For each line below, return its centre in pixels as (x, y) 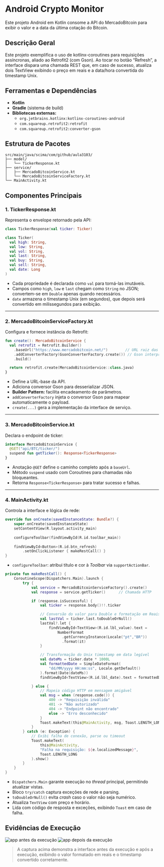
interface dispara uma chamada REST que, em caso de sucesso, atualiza (78, 65)
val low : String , (27, 247)
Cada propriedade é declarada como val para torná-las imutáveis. (79, 283)
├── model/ (16, 159)
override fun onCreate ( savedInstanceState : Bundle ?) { (62, 520)
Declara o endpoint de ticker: (34, 435)
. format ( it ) (74, 641)
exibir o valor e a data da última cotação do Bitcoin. (57, 27)
